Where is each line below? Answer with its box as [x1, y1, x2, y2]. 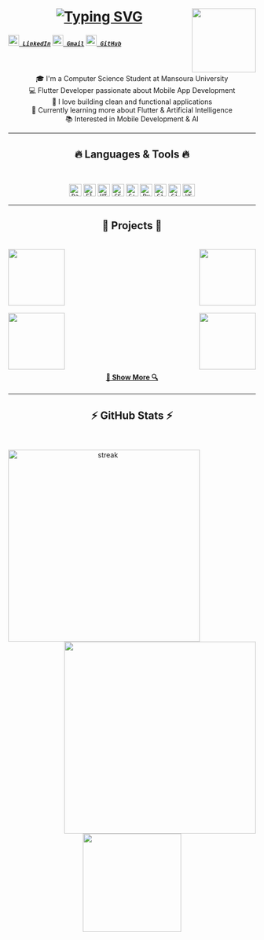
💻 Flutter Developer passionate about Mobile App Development [28, 86, 236, 95]
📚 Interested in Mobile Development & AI [65, 114, 199, 124]
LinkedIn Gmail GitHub [22, 39, 122, 47]
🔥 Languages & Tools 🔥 [74, 147, 190, 161]
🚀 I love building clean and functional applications [51, 97, 213, 106]
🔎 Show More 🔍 [105, 372, 159, 382]
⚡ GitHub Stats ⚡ [90, 409, 174, 423]
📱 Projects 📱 [101, 219, 163, 232]
